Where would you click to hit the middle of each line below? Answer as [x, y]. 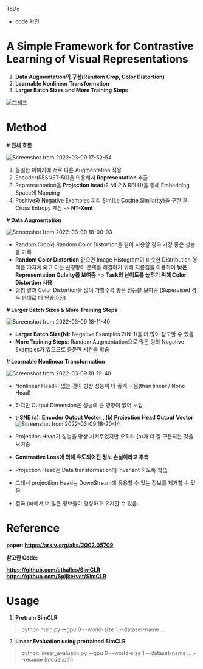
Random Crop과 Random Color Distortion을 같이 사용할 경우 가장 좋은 [99, 244]
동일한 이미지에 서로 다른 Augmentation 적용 [68, 170]
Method [26, 128]
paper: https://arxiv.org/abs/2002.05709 [60, 545]
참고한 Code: [22, 557]
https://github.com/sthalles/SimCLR [53, 570]
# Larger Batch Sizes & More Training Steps [62, 310]
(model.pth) [59, 659]
